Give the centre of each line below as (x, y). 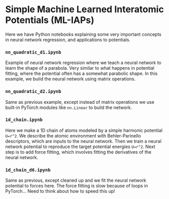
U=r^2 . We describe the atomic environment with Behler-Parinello (73, 135)
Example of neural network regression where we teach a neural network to (83, 63)
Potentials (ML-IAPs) (50, 20)
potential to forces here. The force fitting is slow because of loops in (77, 186)
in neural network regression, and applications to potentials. (68, 40)
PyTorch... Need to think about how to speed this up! (60, 191)
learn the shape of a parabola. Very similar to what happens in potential (80, 68)
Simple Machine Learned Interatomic (84, 9)
